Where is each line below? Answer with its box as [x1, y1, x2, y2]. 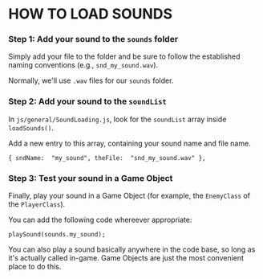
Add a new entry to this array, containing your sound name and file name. [8, 138, 251, 148]
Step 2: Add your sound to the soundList [8, 96, 167, 107]
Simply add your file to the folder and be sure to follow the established [8, 51, 241, 61]
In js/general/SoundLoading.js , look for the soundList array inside [8, 114, 227, 124]
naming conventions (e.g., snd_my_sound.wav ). [8, 60, 159, 70]
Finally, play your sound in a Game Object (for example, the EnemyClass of [8, 191, 251, 201]
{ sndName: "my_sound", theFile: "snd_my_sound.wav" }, [8, 154, 206, 162]
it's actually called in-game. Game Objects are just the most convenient [8, 253, 245, 263]
